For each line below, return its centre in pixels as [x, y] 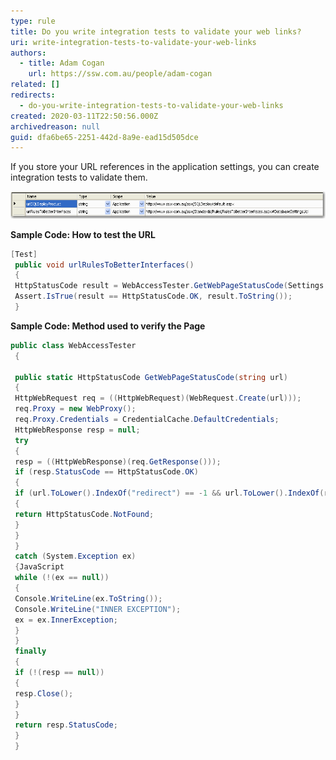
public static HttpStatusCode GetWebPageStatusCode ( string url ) [151, 377]
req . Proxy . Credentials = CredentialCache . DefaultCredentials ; [147, 420]
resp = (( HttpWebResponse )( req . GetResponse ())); [118, 461]
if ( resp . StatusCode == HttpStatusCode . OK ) [106, 472]
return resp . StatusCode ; [66, 725]
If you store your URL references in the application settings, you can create [165, 167]
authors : [28, 53]
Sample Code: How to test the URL [83, 234]
